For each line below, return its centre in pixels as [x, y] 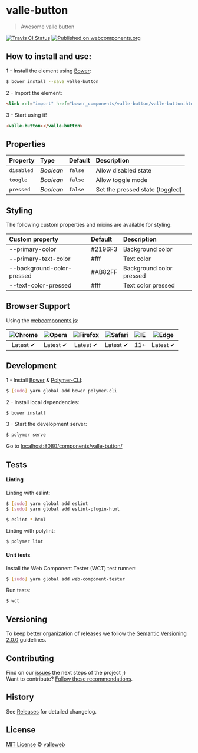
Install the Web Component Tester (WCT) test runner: [71, 568]
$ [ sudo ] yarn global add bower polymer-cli [62, 391]
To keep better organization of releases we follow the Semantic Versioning [96, 633]
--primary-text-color [40, 259]
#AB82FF [104, 272]
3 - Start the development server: [47, 424]
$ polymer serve [26, 435]
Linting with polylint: [31, 531]
